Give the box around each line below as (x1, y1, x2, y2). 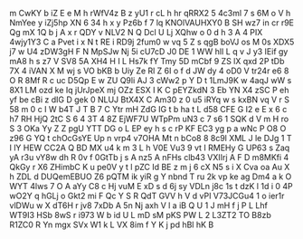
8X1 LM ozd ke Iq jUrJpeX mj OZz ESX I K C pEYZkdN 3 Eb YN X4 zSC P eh (9, 85, 289, 95)
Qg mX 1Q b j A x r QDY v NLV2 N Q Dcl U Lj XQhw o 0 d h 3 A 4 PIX (9, 27, 263, 37)
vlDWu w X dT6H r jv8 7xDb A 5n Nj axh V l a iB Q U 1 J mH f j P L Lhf (9, 200, 269, 211)
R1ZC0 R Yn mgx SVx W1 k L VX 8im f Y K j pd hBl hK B (9, 219, 214, 230)
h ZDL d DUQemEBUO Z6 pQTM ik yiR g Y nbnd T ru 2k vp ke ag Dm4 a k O (9, 171, 292, 182)
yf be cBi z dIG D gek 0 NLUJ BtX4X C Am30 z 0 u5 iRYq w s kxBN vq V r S (9, 94, 290, 105)
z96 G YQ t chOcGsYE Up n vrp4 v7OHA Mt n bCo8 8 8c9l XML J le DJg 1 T (9, 133, 292, 143)
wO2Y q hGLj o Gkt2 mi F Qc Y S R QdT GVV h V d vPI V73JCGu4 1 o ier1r (9, 190, 285, 201)
